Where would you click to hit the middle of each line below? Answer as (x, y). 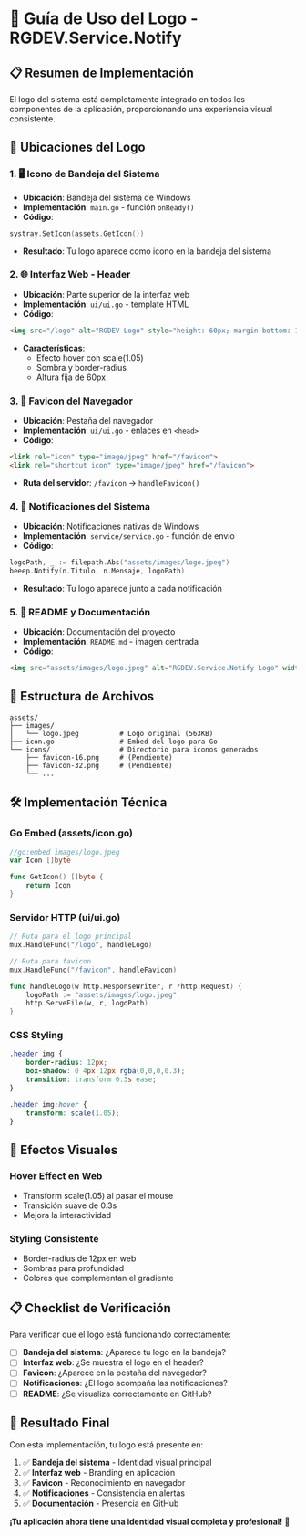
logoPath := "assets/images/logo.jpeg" (102, 994)
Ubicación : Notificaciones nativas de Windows (111, 526)
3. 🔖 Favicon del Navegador (71, 401)
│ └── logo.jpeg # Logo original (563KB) (112, 733)
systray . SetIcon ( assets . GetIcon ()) (77, 233)
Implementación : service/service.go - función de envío (128, 536)
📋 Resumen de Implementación (102, 73)
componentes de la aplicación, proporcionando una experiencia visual (141, 109)
